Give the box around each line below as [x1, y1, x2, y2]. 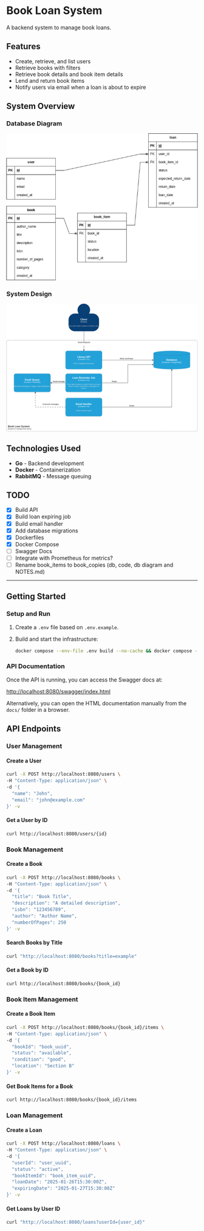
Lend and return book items [15, 77, 85, 84]
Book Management [6, 845, 64, 854]
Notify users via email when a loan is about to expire [15, 83, 146, 91]
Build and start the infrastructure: [15, 635, 98, 643]
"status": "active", [12, 1166, 64, 1172]
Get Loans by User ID [6, 1205, 61, 1212]
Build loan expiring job [15, 513, 71, 520]
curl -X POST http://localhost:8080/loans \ [6, 1140, 121, 1147]
